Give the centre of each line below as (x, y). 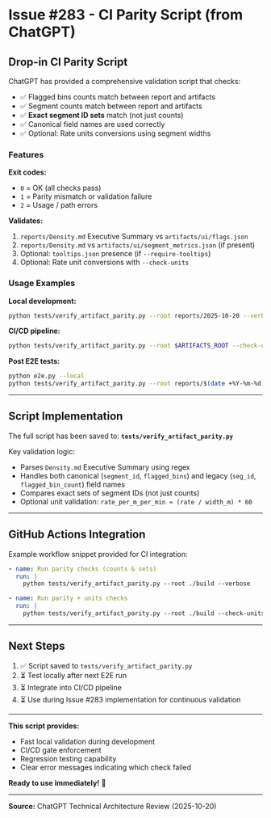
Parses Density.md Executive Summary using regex (105, 467)
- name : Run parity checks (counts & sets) (83, 569)
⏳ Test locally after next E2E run (73, 675)
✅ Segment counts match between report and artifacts (111, 106)
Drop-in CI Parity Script (68, 62)
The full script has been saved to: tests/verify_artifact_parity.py (121, 436)
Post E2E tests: (34, 361)
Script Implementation (66, 417)
